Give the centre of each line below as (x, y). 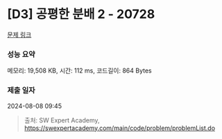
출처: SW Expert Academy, (62, 120)
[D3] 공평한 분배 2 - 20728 (81, 14)
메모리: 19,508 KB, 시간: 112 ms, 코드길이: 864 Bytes (80, 71)
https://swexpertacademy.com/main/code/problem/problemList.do (120, 128)
